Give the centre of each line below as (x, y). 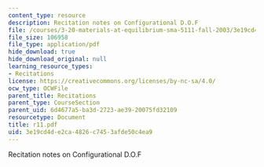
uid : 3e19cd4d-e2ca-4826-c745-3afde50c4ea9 (81, 132)
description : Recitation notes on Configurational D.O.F (103, 23)
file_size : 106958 (38, 37)
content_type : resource (47, 15)
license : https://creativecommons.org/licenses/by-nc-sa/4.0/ (112, 81)
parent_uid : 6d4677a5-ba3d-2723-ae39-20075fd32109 (93, 111)
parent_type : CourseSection (54, 103)
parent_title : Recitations (52, 96)
